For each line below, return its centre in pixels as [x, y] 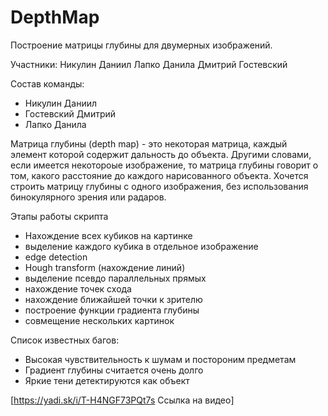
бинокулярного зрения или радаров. [88, 197]
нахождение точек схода [78, 288]
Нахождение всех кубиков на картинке [108, 235]
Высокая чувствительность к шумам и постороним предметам [160, 359]
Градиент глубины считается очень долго [114, 370]
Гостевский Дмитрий [70, 113]
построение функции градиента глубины [112, 310]
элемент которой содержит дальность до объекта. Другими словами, [161, 154]
